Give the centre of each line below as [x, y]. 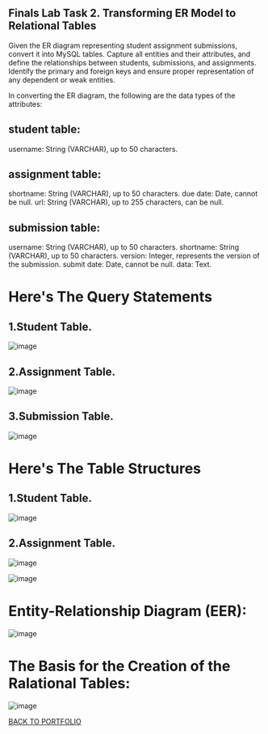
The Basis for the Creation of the [119, 666]
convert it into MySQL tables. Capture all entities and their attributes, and [130, 54]
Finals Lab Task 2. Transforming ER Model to [122, 13]
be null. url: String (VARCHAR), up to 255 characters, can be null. [116, 202]
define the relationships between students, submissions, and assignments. [132, 62]
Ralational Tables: [69, 683]
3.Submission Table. [61, 417]
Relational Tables [52, 26]
